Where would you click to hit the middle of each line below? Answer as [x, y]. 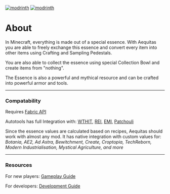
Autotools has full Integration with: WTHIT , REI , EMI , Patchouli [70, 121]
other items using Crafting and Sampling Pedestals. [59, 52]
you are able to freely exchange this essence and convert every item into [81, 47]
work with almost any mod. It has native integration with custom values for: [83, 137]
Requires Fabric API [26, 112]
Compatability [23, 101]
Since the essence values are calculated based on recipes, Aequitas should [84, 132]
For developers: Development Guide [43, 186]
